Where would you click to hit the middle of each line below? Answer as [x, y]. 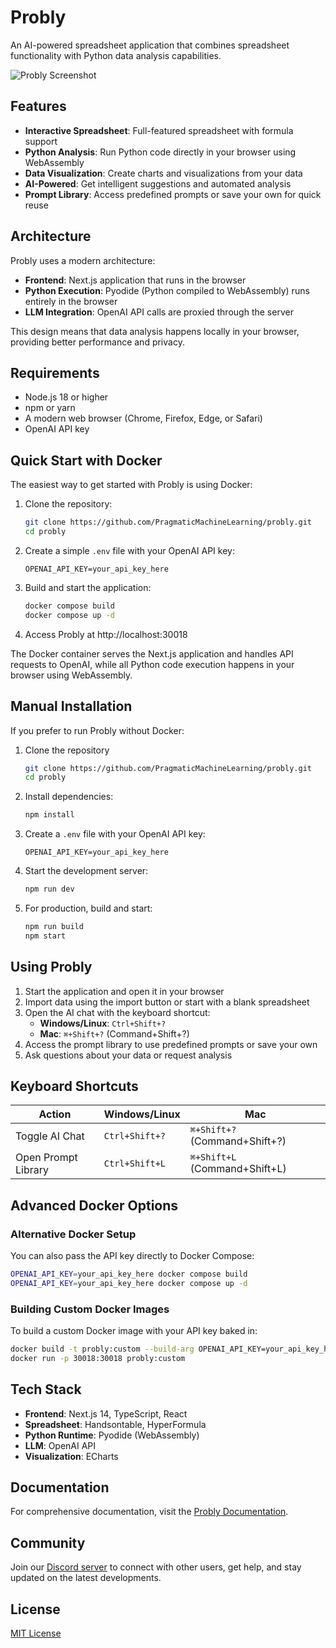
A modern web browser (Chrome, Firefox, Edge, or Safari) [143, 418]
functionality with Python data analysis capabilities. [116, 55]
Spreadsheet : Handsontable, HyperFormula [115, 1424]
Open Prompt [46, 1158]
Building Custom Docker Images [90, 1309]
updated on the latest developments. [86, 1578]
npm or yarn [50, 408]
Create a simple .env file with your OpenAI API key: [129, 550]
